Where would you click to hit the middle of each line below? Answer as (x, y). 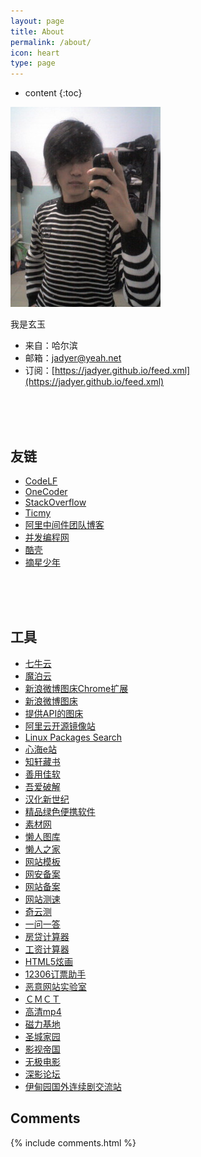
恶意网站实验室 (55, 986)
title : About (37, 31)
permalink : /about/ (51, 42)
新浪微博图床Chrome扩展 (76, 688)
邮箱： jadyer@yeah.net (73, 358)
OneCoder (46, 491)
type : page (33, 63)
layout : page (37, 21)
